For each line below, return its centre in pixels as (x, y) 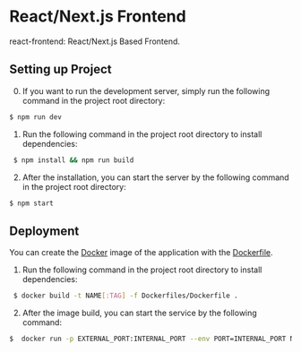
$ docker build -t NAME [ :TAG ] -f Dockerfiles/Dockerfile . (126, 296)
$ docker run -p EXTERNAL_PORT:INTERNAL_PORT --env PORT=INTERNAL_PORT (148, 339)
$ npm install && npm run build (73, 160)
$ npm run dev (36, 117)
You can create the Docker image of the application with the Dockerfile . (141, 253)
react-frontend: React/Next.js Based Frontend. (95, 41)
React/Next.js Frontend (98, 17)
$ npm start (31, 203)
